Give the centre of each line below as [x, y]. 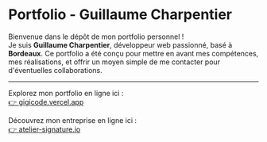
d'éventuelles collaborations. [55, 70]
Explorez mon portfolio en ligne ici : [66, 93]
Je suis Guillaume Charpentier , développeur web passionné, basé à [120, 44]
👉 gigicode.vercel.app [46, 102]
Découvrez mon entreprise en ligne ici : [73, 120]
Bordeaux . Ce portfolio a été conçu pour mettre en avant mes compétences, [133, 53]
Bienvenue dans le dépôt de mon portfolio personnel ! [96, 36]
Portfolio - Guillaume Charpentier [120, 15]
